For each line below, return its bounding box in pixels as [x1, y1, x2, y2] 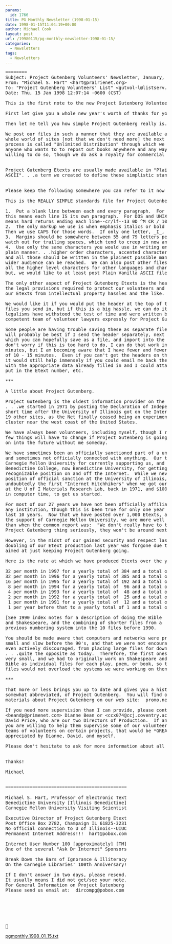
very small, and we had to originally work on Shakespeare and [5, 656, 167, 662]
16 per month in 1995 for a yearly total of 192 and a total [5, 579, 162, 584]
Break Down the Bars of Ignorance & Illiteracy [5, 857, 127, 862]
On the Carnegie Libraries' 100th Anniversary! [5, 862, 127, 867]
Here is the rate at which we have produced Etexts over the [5, 558, 162, 564]
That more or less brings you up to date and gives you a [5, 687, 154, 692]
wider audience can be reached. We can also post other [5, 260, 152, 265]
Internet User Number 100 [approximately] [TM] [5, 841, 127, 847]
